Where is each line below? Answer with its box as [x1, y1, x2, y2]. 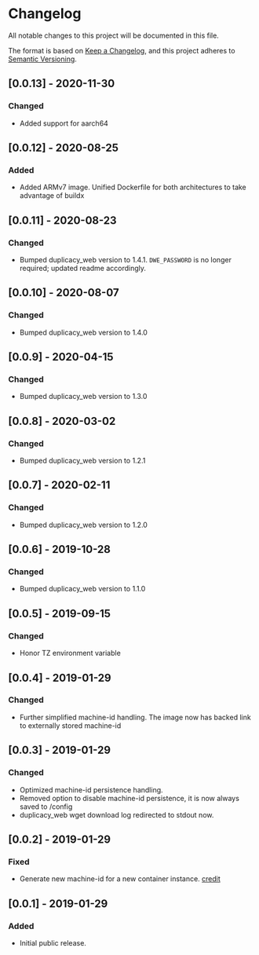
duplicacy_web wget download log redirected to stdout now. [19, 810, 214, 819]
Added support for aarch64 [19, 119, 108, 128]
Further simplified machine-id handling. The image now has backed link [19, 712, 251, 722]
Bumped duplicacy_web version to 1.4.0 [19, 327, 148, 337]
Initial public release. [19, 938, 86, 947]
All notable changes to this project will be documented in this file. [8, 31, 220, 40]
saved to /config [19, 802, 73, 811]
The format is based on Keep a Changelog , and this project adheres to [8, 46, 235, 55]
